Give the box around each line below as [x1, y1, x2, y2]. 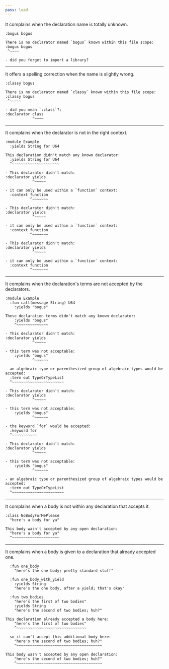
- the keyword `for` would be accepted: [5, 424, 92, 429]
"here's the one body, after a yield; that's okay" [14, 585, 125, 591]
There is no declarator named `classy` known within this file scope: [5, 89, 156, 95]
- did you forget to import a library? [5, 57, 89, 62]
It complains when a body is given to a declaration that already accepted [5, 549, 156, 555]
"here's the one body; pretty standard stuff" [14, 568, 114, 573]
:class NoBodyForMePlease [5, 513, 59, 518]
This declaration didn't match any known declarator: [5, 152, 121, 158]
